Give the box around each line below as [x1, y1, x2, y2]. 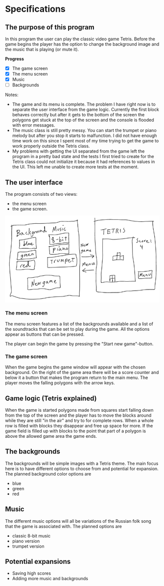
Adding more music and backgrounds [12, 576, 88, 582]
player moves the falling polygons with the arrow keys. [5, 380, 115, 386]
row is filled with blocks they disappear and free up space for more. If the [5, 423, 153, 428]
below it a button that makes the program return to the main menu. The [5, 374, 148, 381]
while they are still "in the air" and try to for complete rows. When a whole [5, 417, 154, 423]
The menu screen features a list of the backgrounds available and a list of [5, 320, 153, 327]
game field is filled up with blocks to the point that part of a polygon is [5, 428, 146, 434]
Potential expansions [5, 557, 71, 565]
